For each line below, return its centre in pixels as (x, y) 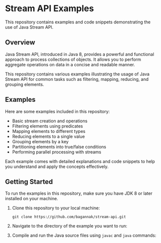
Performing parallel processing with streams (57, 152)
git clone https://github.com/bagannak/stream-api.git (69, 217)
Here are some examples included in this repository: (57, 111)
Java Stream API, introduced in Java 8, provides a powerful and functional (80, 54)
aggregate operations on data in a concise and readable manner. (70, 64)
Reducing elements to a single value (49, 136)
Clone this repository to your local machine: (56, 208)
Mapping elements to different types (49, 131)
